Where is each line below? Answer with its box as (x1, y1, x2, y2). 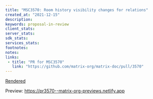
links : (5, 54, 19, 60)
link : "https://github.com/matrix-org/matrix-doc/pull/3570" (12, 64, 144, 69)
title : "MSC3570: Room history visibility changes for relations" (5, 7, 148, 13)
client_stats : (5, 26, 35, 31)
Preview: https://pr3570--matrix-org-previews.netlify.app (5, 88, 125, 94)
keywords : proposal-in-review (5, 21, 69, 27)
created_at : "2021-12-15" (5, 12, 60, 17)
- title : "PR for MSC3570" (7, 59, 65, 64)
